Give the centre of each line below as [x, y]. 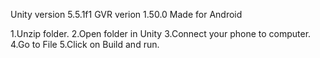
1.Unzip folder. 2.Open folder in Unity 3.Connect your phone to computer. [161, 33]
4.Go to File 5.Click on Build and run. [85, 44]
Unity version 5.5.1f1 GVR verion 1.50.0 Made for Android [126, 14]
